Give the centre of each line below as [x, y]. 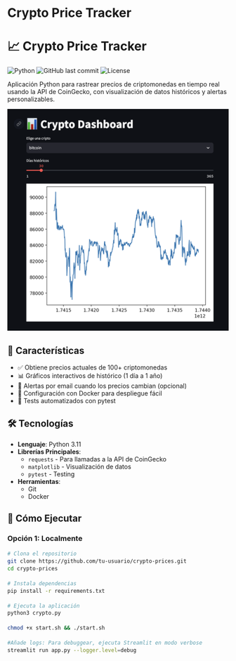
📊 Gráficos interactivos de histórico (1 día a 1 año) [90, 375]
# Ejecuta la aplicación [44, 606]
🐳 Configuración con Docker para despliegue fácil [90, 393]
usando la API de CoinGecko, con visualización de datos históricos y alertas [117, 92]
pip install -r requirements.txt [56, 591]
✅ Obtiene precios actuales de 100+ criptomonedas [92, 367]
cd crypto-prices [33, 569]
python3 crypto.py [34, 613]
